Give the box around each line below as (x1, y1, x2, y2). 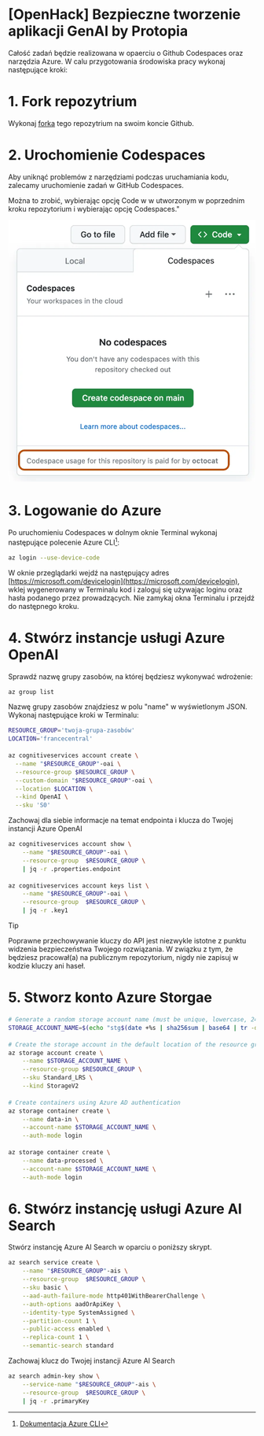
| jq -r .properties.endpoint (22, 865, 122, 873)
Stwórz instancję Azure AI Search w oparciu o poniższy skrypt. (8, 1242, 212, 1252)
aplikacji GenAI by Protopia (8, 22, 189, 40)
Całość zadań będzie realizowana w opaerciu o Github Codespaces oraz (8, 48, 244, 57)
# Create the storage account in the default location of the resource (8, 1040, 247, 1048)
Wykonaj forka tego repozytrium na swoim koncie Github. (8, 118, 195, 127)
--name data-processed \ (22, 1157, 104, 1165)
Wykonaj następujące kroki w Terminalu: (8, 711, 139, 720)
